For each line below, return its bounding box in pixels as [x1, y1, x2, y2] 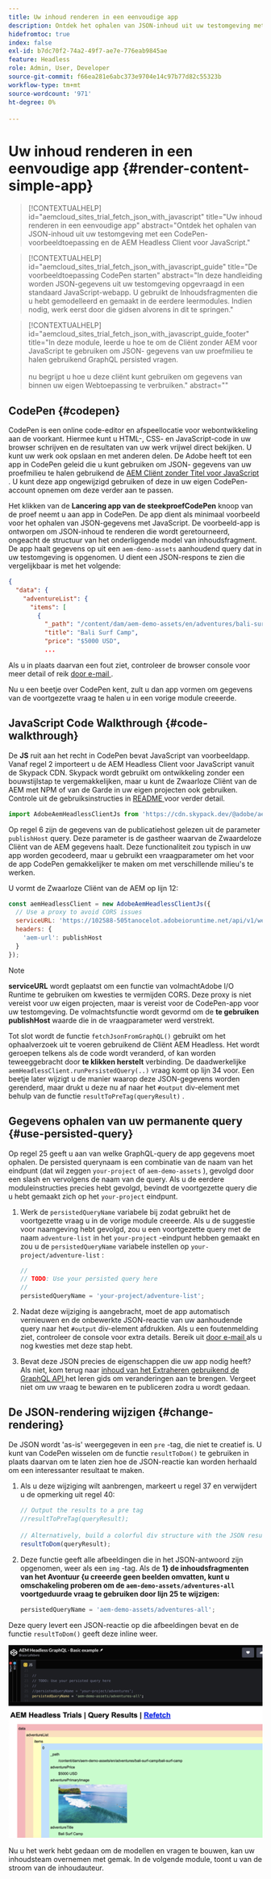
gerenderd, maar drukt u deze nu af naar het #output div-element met [8, 1082, 240, 1092]
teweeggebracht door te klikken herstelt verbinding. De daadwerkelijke [8, 1057, 247, 1066]
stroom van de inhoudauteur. [8, 1863, 105, 1873]
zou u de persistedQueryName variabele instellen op [19, 1241, 190, 1251]
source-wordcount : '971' [8, 90, 92, 98]
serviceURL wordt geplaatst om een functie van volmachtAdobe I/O [8, 981, 234, 990]
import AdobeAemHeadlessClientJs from [8, 810, 139, 818]
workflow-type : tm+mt [8, 81, 81, 89]
